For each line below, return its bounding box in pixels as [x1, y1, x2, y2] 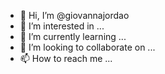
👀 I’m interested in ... [19, 20, 105, 32]
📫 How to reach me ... [19, 53, 113, 64]
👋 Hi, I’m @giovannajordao [19, 10, 130, 21]
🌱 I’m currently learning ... [19, 31, 127, 42]
